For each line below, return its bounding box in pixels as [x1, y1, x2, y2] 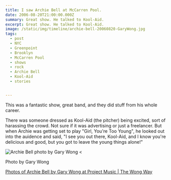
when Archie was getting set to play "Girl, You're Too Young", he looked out [5, 128, 165, 134]
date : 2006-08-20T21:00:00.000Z [5, 12, 74, 17]
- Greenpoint [10, 46, 38, 51]
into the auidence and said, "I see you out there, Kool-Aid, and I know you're [5, 133, 166, 140]
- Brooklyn [10, 50, 33, 55]
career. [5, 107, 20, 113]
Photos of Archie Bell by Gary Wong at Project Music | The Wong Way [5, 168, 153, 174]
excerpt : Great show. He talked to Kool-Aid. [5, 21, 104, 27]
